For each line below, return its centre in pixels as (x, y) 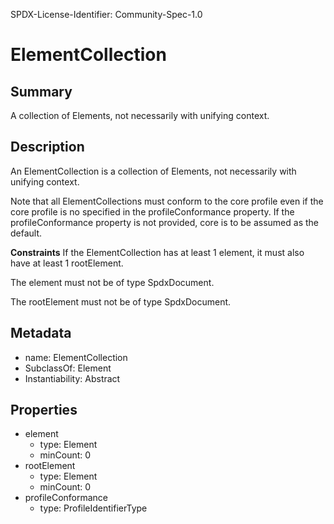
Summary (41, 91)
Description (47, 147)
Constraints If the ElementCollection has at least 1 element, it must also (157, 252)
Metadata (41, 333)
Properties (44, 410)
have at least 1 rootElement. (67, 263)
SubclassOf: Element (68, 368)
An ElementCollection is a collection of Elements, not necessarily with (153, 171)
